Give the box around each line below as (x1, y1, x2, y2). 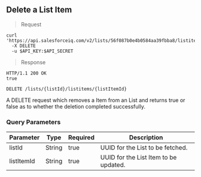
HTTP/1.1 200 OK (6, 70, 47, 76)
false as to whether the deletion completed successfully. (6, 103, 145, 110)
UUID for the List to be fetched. (100, 143, 188, 152)
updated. (100, 161, 126, 169)
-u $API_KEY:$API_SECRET (11, 48, 74, 54)
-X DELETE (11, 43, 36, 49)
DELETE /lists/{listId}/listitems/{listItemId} (6, 86, 127, 92)
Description (129, 133, 163, 142)
